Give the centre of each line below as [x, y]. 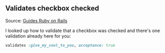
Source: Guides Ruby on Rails [36, 20]
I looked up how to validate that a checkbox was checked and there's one [83, 31]
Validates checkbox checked [52, 8]
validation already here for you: [38, 36]
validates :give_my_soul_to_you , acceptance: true [60, 45]
